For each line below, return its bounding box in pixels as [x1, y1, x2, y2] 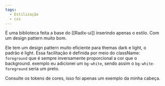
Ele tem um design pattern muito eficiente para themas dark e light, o [5, 45, 147, 51]
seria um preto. [28, 66, 59, 72]
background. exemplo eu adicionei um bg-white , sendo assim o [5, 60, 134, 67]
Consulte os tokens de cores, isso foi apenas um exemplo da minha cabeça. [5, 75, 161, 82]
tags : [5, 7, 16, 12]
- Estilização [9, 12, 39, 17]
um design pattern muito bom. [5, 35, 67, 41]
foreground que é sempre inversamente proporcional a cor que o [5, 55, 137, 61]
